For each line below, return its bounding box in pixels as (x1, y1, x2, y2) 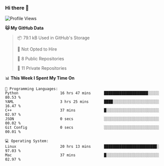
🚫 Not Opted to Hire (17, 46, 57, 52)
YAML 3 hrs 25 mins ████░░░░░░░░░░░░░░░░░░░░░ (5, 99, 160, 105)
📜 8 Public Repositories (17, 56, 64, 62)
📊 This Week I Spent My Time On (5, 75, 75, 81)
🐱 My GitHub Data (5, 25, 44, 31)
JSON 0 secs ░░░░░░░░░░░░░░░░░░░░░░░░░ (5, 116, 160, 122)
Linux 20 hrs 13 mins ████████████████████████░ (5, 144, 160, 149)
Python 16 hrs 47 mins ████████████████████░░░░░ (5, 91, 160, 96)
